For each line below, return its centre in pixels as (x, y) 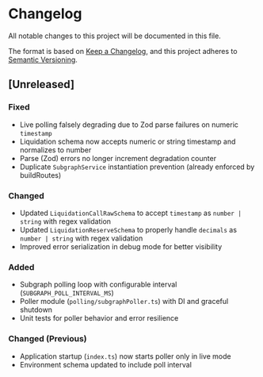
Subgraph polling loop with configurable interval (98, 285)
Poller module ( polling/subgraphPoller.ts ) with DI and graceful (124, 302)
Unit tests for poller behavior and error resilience (99, 318)
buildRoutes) (40, 175)
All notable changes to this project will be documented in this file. (115, 36)
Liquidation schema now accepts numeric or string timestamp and (128, 141)
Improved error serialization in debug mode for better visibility (121, 246)
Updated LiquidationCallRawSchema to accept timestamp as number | (130, 213)
